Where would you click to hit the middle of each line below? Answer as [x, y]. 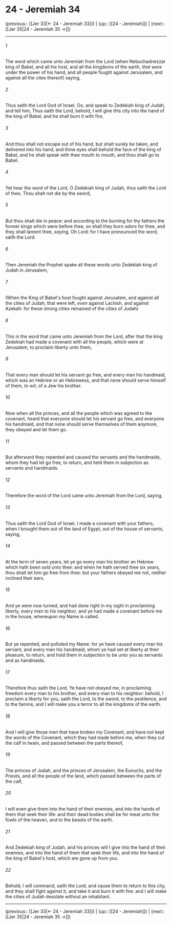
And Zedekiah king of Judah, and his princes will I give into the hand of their [85, 847]
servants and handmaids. [32, 468]
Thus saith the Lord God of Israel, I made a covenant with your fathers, [80, 523]
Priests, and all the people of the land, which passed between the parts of [83, 776]
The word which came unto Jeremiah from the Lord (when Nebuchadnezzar [85, 61]
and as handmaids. [25, 660]
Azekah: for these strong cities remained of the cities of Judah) [72, 309]
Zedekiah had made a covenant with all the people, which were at [74, 342]
